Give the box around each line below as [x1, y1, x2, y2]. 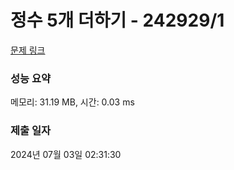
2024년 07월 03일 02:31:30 [10, 148, 122, 160]
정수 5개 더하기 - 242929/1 [10, 9, 225, 32]
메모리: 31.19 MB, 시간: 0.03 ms [10, 96, 135, 108]
